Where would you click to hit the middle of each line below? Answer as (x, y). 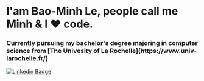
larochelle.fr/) (27, 58)
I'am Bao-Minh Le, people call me (92, 11)
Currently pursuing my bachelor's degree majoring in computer (102, 43)
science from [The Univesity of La (57, 51)
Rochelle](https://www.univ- (153, 51)
